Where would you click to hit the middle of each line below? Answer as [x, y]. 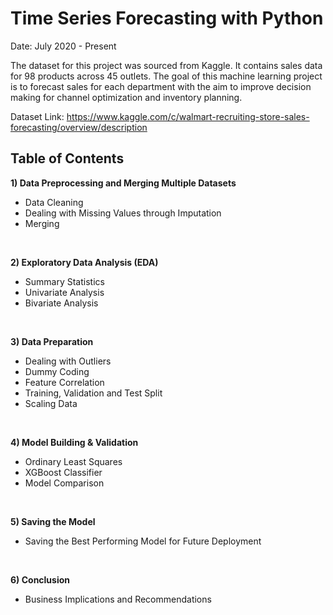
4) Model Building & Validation [74, 442]
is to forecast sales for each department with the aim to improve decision [161, 86]
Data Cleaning [54, 202]
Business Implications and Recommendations [118, 599]
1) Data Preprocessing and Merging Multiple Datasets [123, 183]
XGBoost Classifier [63, 472]
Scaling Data [51, 403]
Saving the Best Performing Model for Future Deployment [143, 541]
